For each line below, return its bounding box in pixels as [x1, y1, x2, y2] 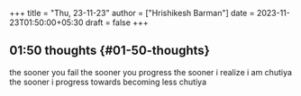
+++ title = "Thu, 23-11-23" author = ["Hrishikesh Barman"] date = [9, 8, 255, 18]
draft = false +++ [85, 17, 149, 28]
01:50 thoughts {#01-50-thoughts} [9, 43, 210, 58]
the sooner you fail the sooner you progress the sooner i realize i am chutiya [9, 66, 293, 77]
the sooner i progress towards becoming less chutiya [9, 76, 207, 87]
